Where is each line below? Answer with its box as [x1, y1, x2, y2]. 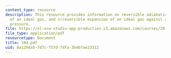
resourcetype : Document [5, 36, 56, 41]
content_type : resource [5, 7, 56, 13]
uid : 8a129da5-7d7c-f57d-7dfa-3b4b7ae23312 [5, 45, 99, 50]
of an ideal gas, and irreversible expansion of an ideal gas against [10, 17, 163, 22]
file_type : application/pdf [5, 31, 65, 36]
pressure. [10, 21, 31, 27]
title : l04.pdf [5, 40, 38, 45]
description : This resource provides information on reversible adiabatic [5, 12, 167, 17]
